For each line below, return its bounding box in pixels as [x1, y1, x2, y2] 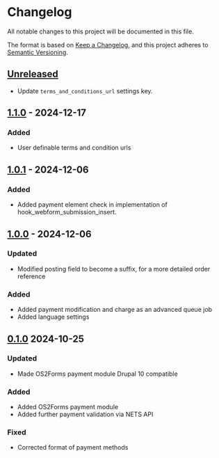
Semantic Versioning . [7, 48, 68, 56]
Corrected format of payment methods [17, 443, 129, 452]
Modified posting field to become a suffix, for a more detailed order [17, 264, 211, 273]
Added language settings [17, 313, 90, 321]
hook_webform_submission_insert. [17, 208, 117, 216]
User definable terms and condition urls [17, 143, 131, 152]
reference [17, 272, 46, 281]
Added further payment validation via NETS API [17, 410, 154, 418]
